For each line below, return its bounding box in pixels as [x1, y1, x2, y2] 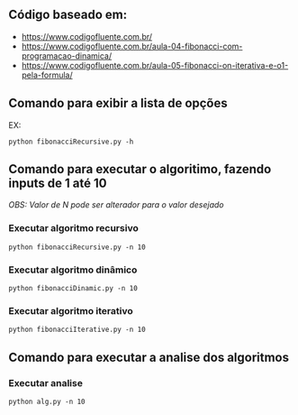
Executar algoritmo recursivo [8, 222, 139, 235]
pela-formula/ [21, 69, 73, 80]
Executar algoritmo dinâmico [8, 263, 138, 276]
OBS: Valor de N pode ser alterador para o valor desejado [8, 199, 224, 210]
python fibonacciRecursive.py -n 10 [8, 243, 146, 252]
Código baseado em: [8, 7, 128, 23]
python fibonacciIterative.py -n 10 [8, 325, 146, 335]
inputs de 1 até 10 [8, 176, 107, 191]
